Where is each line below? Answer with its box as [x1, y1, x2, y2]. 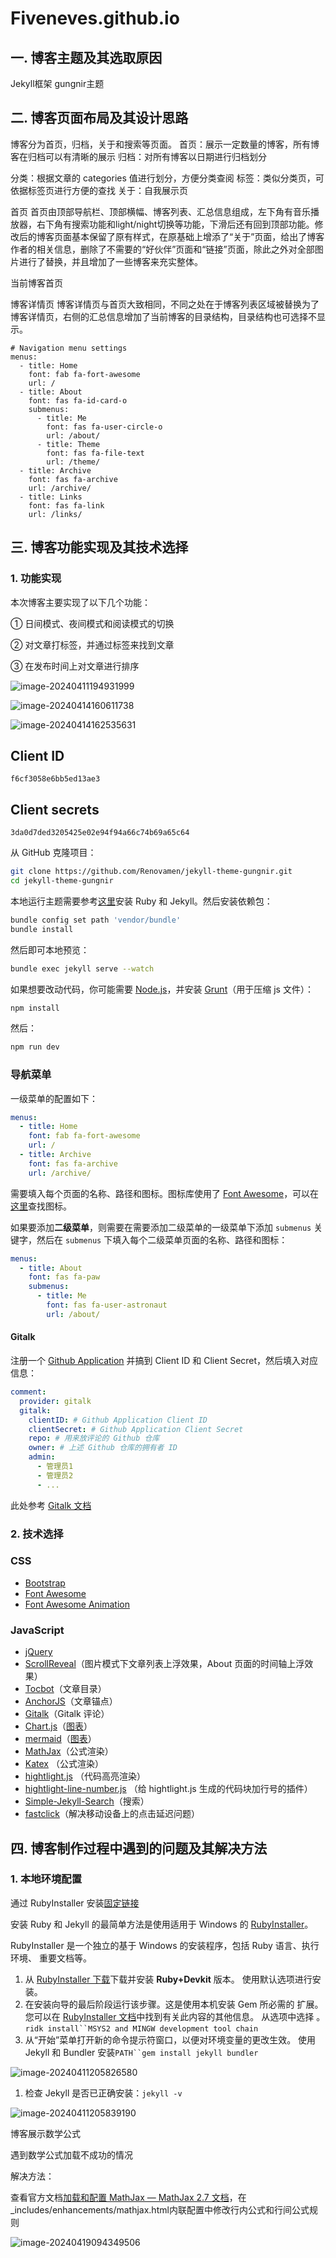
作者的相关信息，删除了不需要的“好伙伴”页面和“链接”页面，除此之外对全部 [10, 243, 315, 255]
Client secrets [10, 801, 100, 818]
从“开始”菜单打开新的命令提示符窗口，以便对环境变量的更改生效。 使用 [24, 2033, 317, 2046]
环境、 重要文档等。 [10, 1952, 92, 1964]
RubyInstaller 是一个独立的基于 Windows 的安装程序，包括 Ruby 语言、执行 [10, 1939, 320, 1951]
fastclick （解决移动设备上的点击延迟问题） [24, 1808, 200, 1820]
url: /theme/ [46, 457, 101, 467]
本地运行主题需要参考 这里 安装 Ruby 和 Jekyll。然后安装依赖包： [10, 895, 273, 907]
